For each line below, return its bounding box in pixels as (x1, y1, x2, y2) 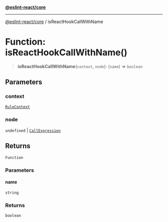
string (5, 190, 19, 195)
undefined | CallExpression (5, 127, 61, 133)
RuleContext (5, 104, 30, 109)
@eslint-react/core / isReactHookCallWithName (5, 19, 103, 25)
